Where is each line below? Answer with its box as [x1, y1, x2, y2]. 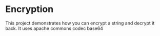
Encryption [5, 3, 54, 15]
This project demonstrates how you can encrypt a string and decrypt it [5, 20, 155, 26]
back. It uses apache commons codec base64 [5, 25, 104, 31]
